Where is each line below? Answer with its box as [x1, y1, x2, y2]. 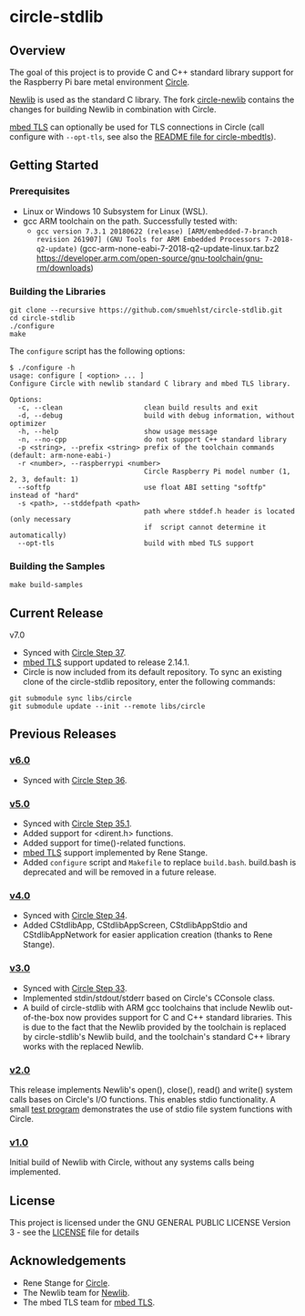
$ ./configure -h [9, 363, 76, 372]
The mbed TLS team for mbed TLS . [22, 1297, 156, 1308]
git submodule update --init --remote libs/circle [9, 702, 206, 711]
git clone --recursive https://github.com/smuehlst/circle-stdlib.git [9, 306, 283, 315]
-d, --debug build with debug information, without [17, 410, 296, 420]
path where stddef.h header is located [144, 506, 296, 516]
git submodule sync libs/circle [9, 694, 132, 703]
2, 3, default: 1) [9, 474, 79, 484]
